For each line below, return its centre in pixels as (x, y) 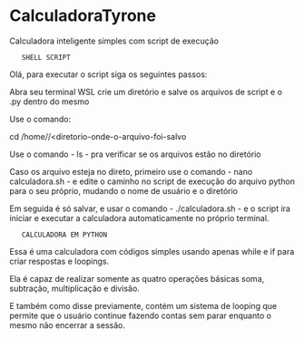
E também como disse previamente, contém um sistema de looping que (143, 305)
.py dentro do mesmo (49, 101)
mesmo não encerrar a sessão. (67, 325)
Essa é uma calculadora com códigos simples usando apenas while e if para (152, 251)
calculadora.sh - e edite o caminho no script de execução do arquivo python (152, 181)
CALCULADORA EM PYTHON (64, 235)
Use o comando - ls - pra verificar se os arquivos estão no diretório (135, 154)
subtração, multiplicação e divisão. (75, 288)
